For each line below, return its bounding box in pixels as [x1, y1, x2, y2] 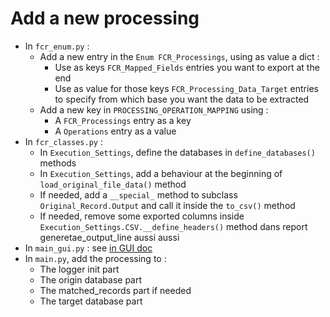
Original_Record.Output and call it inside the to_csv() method [39, 199, 296, 211]
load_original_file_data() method [39, 178, 187, 190]
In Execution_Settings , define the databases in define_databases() [39, 146, 316, 158]
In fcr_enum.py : [24, 40, 90, 52]
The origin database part [39, 273, 143, 286]
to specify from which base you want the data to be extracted [54, 93, 310, 105]
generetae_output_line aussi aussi [39, 231, 180, 243]
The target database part [39, 295, 143, 307]
